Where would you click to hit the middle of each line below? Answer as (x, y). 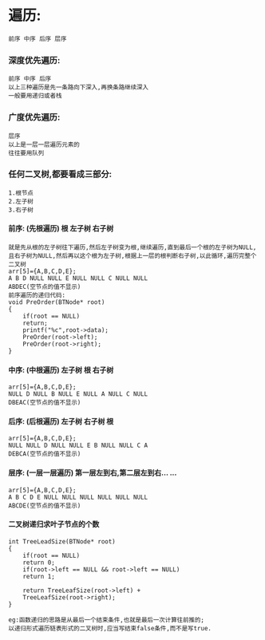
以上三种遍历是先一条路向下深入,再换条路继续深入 (79, 88)
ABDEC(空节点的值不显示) (45, 287)
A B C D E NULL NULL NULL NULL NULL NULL (78, 497)
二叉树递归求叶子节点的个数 (54, 524)
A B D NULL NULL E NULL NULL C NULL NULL (78, 279)
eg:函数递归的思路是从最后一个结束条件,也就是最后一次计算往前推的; (107, 620)
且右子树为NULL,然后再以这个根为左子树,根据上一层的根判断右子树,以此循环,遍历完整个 (132, 256)
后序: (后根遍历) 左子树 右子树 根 (61, 421)
